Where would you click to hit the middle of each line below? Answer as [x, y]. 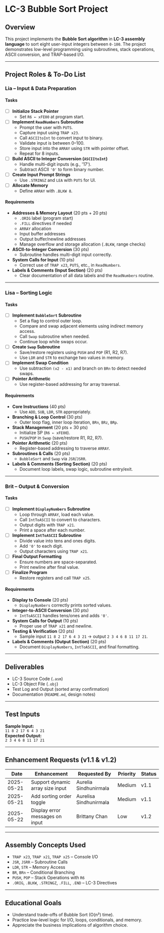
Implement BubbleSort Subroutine [47, 315]
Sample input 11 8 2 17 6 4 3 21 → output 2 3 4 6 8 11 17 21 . [83, 636]
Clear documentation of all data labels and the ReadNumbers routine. [87, 276]
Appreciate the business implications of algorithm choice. [70, 925]
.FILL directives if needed [45, 224]
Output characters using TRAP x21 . [54, 551]
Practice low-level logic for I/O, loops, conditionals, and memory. [77, 920]
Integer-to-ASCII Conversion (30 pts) [50, 610]
